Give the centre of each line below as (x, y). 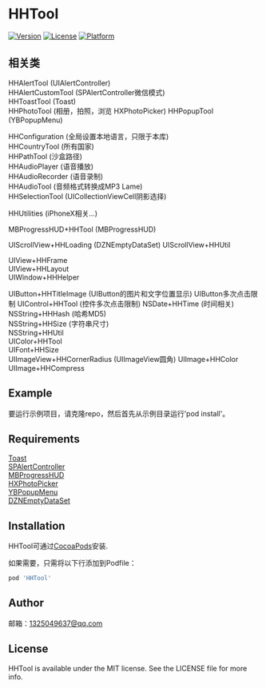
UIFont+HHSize (34, 349)
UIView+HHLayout (39, 268)
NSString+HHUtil (36, 332)
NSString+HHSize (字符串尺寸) (59, 324)
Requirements (44, 439)
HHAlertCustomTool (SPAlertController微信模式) (87, 92)
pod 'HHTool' (30, 579)
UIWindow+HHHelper (44, 277)
